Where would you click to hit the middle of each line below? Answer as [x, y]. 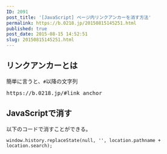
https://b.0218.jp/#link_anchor [54, 93]
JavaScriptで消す [39, 113]
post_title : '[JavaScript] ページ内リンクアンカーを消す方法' [79, 17]
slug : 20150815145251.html [40, 40]
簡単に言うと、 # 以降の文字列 [42, 81]
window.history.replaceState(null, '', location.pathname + [84, 140]
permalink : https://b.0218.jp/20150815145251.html [71, 23]
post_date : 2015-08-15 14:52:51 [47, 34]
